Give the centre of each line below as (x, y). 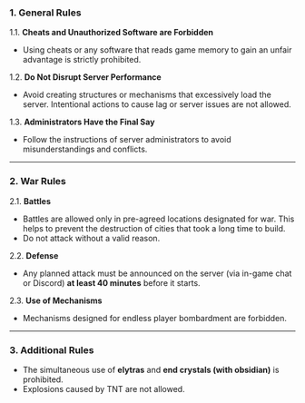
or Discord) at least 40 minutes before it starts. (112, 282)
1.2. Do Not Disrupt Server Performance (85, 77)
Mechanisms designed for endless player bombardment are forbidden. (155, 318)
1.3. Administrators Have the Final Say (82, 122)
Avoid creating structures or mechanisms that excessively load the (147, 95)
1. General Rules (45, 13)
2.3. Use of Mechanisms (56, 300)
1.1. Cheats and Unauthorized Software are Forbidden (112, 33)
